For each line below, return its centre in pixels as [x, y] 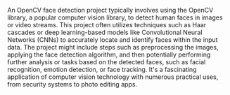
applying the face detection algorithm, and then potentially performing [109, 54]
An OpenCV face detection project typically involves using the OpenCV [110, 10]
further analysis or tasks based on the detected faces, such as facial [107, 62]
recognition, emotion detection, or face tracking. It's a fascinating [102, 70]
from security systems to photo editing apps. [72, 84]
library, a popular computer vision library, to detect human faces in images [115, 17]
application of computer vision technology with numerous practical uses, [113, 77]
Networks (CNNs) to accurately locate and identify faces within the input [113, 40]
